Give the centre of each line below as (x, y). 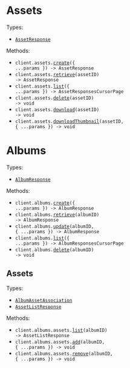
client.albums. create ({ (45, 203)
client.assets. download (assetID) (57, 109)
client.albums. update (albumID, (54, 226)
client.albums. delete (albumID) (54, 250)
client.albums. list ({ (42, 238)
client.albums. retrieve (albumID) (57, 215)
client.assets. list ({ (42, 86)
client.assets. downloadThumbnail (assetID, (69, 121)
